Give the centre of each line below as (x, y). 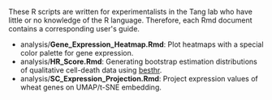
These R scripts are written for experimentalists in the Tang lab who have (131, 12)
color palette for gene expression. (77, 53)
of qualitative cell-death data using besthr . (91, 70)
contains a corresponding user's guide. (74, 29)
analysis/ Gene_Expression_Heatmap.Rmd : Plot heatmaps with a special (142, 44)
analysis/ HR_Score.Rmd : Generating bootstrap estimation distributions (138, 61)
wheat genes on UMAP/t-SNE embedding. (91, 87)
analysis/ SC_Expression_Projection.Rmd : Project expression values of (139, 79)
